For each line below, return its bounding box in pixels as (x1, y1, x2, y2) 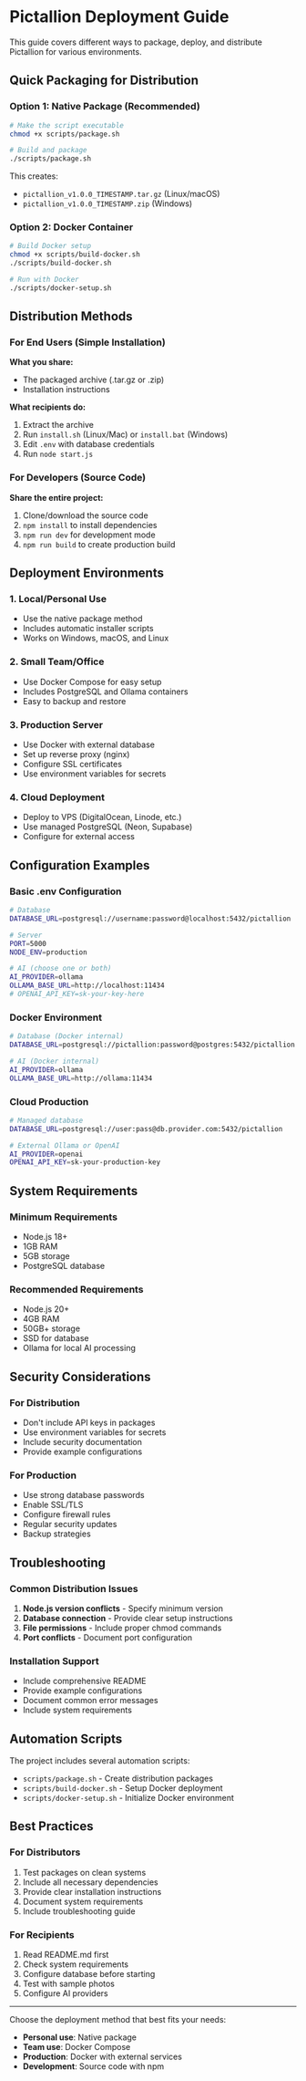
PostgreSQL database (22, 1260, 106, 1271)
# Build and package (9, 146, 88, 155)
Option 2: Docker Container (9, 221, 134, 234)
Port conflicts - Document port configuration (22, 1631, 193, 1643)
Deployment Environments (9, 566, 164, 581)
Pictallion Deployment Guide (9, 6, 229, 27)
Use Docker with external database (22, 739, 155, 750)
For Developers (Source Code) (9, 472, 147, 484)
